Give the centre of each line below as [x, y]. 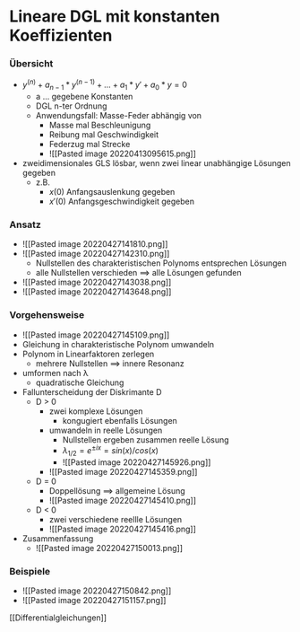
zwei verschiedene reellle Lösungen [116, 519]
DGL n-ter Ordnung [71, 106]
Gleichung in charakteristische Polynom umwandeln [118, 344]
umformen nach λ [55, 373]
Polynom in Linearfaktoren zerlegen [88, 354]
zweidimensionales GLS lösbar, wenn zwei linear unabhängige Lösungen [156, 162]
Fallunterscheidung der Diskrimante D [92, 391]
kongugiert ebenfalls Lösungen [120, 420]
